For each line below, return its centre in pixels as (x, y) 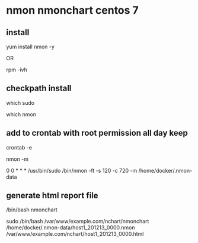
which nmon (21, 114)
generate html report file (52, 196)
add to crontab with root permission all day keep (97, 133)
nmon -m (17, 159)
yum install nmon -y (31, 46)
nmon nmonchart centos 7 (73, 10)
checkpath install (39, 88)
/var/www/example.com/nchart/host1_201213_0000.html (75, 234)
